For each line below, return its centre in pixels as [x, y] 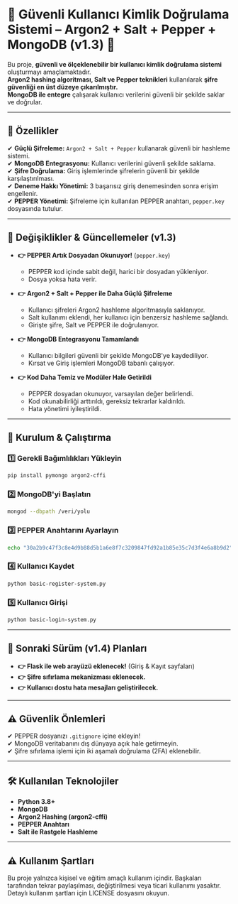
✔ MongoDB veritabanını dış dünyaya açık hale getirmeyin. [93, 744]
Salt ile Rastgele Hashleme [57, 832]
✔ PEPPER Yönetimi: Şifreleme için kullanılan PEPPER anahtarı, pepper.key [116, 201]
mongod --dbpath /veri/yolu [49, 512]
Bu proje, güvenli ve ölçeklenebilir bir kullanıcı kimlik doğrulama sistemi [114, 64]
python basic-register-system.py [57, 584]
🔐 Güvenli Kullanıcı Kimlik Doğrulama [118, 15]
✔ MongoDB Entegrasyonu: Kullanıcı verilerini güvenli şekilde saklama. [112, 163]
